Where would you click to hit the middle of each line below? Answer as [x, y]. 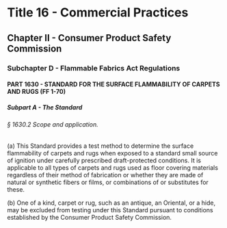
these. [16, 189]
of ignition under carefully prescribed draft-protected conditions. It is [104, 160]
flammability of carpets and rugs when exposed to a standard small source [112, 153]
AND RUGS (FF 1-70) [37, 92]
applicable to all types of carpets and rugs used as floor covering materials [113, 167]
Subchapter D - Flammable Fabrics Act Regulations [94, 68]
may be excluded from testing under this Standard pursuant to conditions [110, 210]
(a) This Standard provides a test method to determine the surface [101, 146]
